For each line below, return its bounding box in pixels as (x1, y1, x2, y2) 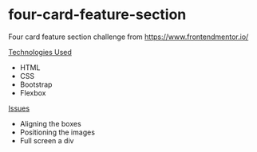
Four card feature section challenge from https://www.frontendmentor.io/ (8, 32, 249, 41)
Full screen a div (19, 135, 74, 145)
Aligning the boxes (19, 119, 81, 128)
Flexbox (19, 88, 46, 97)
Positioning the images (19, 127, 96, 137)
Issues (8, 103, 30, 113)
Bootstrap (19, 80, 53, 89)
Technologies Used (8, 47, 72, 57)
